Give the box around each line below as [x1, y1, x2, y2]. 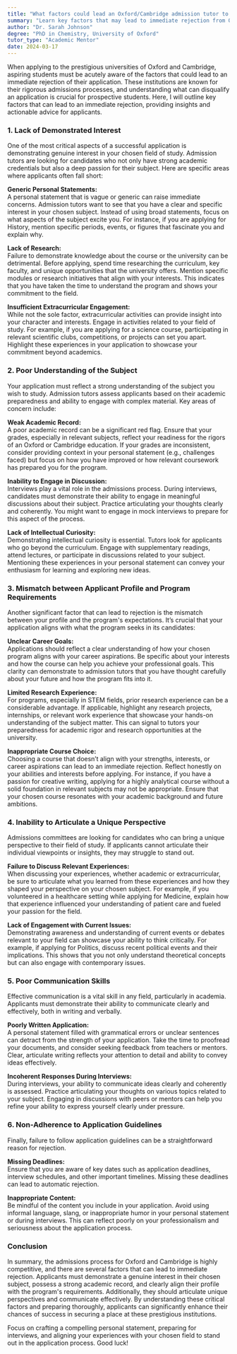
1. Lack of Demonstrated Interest [7, 125, 121, 135]
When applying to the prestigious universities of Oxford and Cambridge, [7, 63, 217, 71]
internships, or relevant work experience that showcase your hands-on [7, 710, 214, 719]
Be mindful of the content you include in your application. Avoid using [7, 1200, 209, 1210]
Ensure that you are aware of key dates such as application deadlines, [7, 1164, 211, 1173]
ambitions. [7, 799, 38, 808]
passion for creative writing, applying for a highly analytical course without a [7, 777, 230, 785]
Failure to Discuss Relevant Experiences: [7, 862, 130, 871]
